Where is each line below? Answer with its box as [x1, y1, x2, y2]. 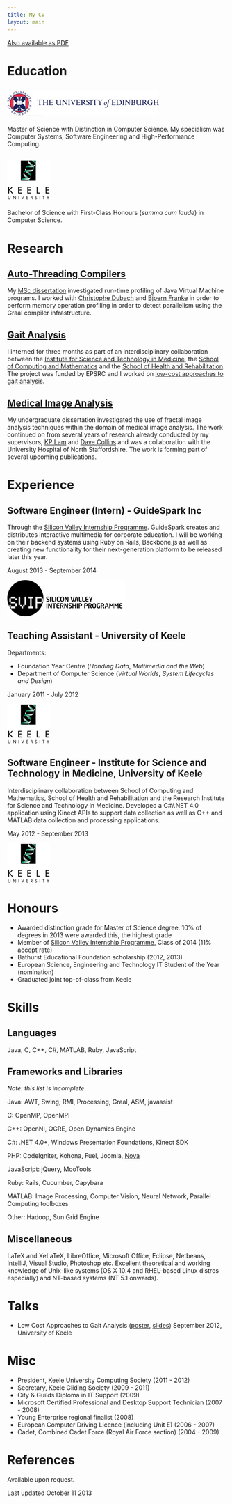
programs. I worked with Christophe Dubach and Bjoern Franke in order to [7, 294, 219, 302]
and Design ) [17, 676, 53, 685]
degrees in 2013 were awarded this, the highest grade [17, 930, 172, 939]
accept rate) [17, 946, 53, 954]
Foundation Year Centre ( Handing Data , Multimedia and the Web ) [17, 661, 205, 670]
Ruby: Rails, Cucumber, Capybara [7, 1179, 103, 1187]
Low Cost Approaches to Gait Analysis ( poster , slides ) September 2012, [17, 1322, 222, 1330]
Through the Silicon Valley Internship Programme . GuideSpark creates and [7, 523, 220, 531]
